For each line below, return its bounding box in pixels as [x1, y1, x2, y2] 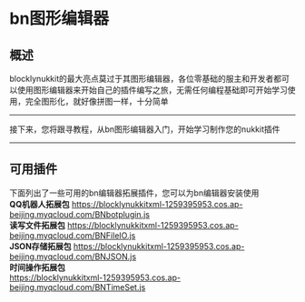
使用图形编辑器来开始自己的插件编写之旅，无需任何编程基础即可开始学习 [16, 85, 288, 96]
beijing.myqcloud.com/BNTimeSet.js [9, 281, 146, 292]
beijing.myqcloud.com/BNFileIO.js [9, 229, 136, 241]
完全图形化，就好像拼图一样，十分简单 [25, 96, 169, 106]
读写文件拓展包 [9, 219, 65, 230]
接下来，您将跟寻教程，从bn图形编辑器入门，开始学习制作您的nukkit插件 [9, 124, 280, 135]
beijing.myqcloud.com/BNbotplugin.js [9, 208, 150, 219]
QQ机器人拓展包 [9, 198, 70, 209]
